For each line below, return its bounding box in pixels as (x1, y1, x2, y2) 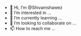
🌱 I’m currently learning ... (9, 15, 62, 20)
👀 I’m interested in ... (9, 10, 52, 16)
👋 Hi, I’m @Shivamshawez (9, 5, 63, 10)
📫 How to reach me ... (9, 26, 55, 31)
